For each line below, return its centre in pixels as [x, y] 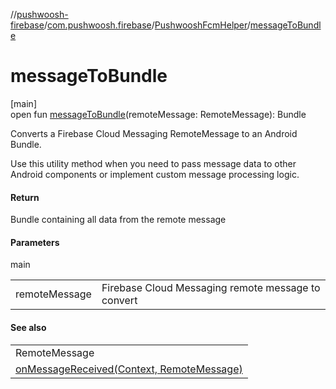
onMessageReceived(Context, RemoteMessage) [129, 369]
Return [25, 197]
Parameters [35, 242]
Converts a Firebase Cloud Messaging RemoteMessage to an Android [154, 133]
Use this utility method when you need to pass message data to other [153, 163]
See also [28, 327]
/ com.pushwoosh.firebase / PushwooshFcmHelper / [147, 25]
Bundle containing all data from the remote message [118, 220]
